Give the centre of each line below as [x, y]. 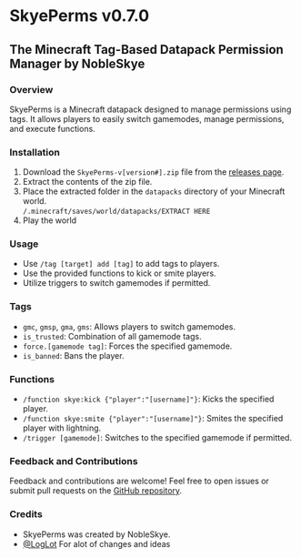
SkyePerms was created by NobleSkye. [96, 534]
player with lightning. [62, 428]
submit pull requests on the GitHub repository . [96, 491]
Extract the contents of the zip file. [87, 182]
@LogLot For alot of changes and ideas [96, 543]
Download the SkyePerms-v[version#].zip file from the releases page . [153, 172]
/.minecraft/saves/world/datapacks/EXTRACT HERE [116, 212]
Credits [26, 514]
